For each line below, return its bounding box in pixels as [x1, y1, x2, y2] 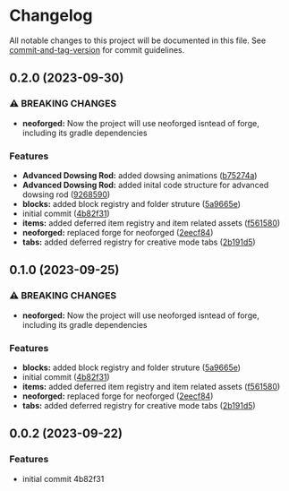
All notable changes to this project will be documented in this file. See [9, 35, 267, 46]
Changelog [9, 5, 93, 26]
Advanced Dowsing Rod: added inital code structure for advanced [21, 179, 269, 190]
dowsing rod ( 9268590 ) [21, 189, 111, 200]
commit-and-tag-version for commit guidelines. [9, 44, 185, 55]
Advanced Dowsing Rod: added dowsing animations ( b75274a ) [21, 169, 258, 180]
